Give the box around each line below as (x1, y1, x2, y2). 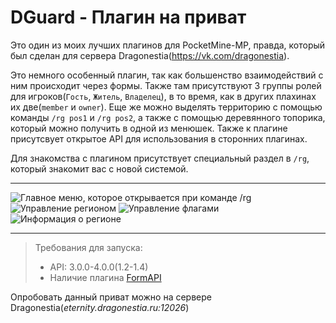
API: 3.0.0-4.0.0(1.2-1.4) (49, 261, 149, 273)
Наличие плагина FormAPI (49, 271, 162, 283)
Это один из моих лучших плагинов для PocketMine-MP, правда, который (10, 39, 326, 51)
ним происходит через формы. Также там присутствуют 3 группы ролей (10, 79, 322, 91)
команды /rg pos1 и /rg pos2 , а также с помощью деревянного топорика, (10, 111, 326, 123)
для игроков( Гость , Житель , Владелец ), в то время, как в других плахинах (10, 90, 317, 102)
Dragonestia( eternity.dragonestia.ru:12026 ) (10, 301, 190, 313)
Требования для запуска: (34, 241, 143, 253)
